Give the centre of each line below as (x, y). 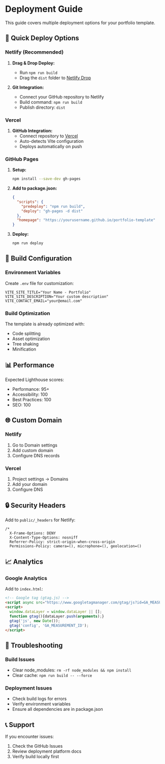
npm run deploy (28, 243)
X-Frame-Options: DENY (33, 533)
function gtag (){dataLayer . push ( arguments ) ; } (57, 616)
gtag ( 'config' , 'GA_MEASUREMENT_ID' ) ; (49, 625)
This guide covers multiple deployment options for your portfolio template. (80, 23)
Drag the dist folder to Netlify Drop (55, 78)
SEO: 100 (21, 405)
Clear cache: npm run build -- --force (52, 675)
